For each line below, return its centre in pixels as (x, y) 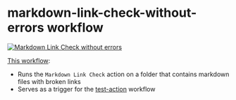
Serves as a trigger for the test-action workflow (86, 89)
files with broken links (49, 81)
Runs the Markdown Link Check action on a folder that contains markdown (123, 74)
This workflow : (29, 60)
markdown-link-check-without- (102, 13)
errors (26, 28)
